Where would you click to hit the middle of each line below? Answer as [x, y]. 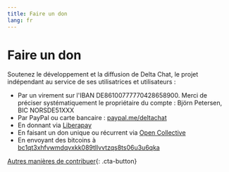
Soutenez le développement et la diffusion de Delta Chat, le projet [103, 74]
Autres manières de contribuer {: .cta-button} [72, 161]
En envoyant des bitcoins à [57, 140]
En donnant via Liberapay [55, 125]
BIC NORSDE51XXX [46, 110]
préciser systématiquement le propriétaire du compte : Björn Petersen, [120, 103]
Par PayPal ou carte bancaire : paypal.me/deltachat [92, 118]
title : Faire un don [38, 14]
